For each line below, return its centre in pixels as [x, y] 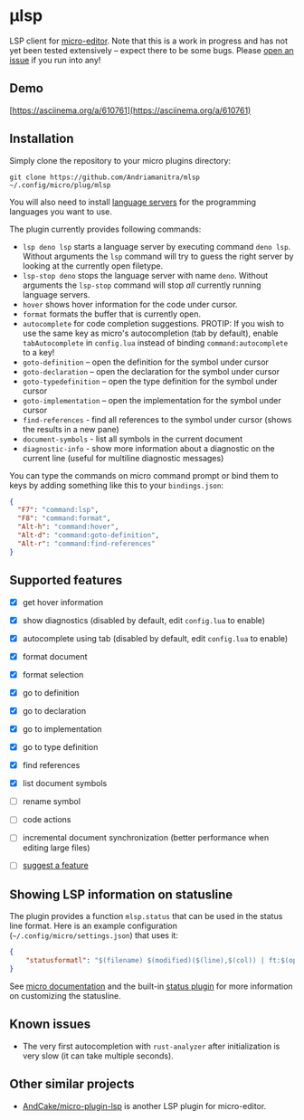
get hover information [63, 602]
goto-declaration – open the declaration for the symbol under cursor [151, 371]
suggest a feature [55, 866]
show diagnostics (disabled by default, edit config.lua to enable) [143, 620]
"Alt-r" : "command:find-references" [86, 544]
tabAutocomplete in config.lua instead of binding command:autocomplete [155, 342]
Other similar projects [72, 1084]
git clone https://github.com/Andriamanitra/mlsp [105, 177]
